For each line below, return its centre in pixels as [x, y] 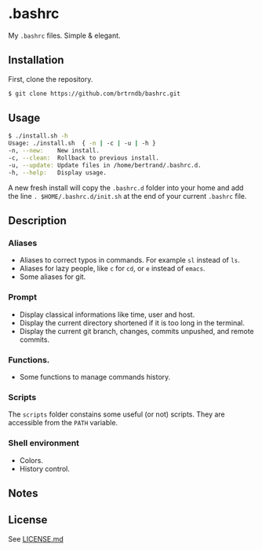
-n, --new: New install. [54, 151]
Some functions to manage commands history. [95, 377]
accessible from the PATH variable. [63, 423]
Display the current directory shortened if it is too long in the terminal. [132, 322]
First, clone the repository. [51, 79]
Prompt [23, 297]
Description [37, 221]
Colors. [31, 460]
